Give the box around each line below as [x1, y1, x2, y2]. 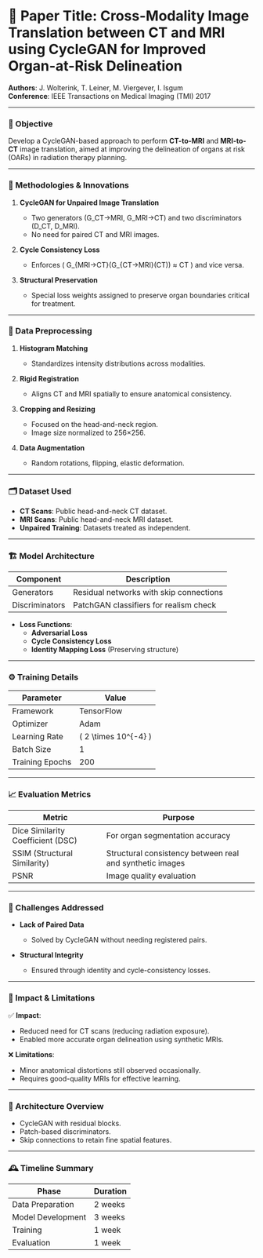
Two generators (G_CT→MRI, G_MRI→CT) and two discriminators [31, 213, 243, 222]
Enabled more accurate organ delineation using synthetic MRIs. [19, 1034, 225, 1044]
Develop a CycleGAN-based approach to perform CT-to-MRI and [8, 137, 219, 146]
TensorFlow [79, 706, 123, 717]
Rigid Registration [19, 374, 80, 383]
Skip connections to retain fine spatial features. [19, 1135, 172, 1144]
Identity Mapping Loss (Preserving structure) [31, 645, 178, 655]
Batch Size [12, 743, 52, 754]
